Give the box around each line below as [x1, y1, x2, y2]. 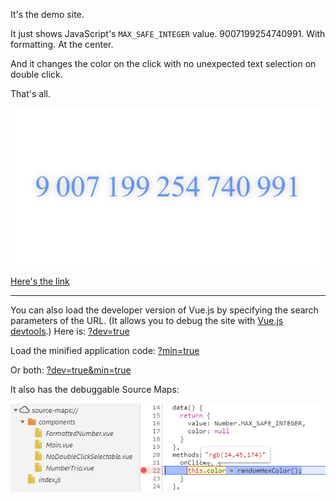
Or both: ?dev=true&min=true [10, 364, 132, 376]
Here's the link [10, 275, 70, 287]
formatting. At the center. [10, 39, 114, 50]
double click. [10, 69, 63, 80]
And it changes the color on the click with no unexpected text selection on [10, 58, 317, 69]
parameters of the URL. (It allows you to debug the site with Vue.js [10, 315, 284, 326]
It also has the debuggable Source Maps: [10, 384, 180, 395]
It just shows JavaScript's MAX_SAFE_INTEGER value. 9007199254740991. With [10, 28, 326, 39]
